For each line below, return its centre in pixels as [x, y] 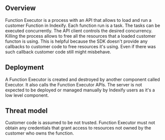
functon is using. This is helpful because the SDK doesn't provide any [77, 41]
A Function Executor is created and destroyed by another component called [82, 79]
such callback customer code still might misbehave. [58, 52]
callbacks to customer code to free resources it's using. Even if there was [81, 46]
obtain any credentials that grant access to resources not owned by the [78, 128]
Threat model [27, 111]
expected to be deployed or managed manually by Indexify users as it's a [80, 90]
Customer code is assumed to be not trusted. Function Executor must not [80, 123]
